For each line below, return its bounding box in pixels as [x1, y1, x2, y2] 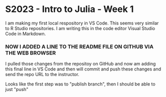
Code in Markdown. [5, 30, 46, 36]
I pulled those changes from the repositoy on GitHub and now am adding [5, 61, 156, 67]
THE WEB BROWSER [5, 49, 56, 56]
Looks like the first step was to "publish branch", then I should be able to [5, 81, 156, 87]
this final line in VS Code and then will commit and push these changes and [5, 66, 161, 72]
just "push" [5, 86, 29, 92]
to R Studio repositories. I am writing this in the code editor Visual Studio [5, 25, 155, 31]
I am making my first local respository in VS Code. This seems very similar [5, 20, 159, 26]
